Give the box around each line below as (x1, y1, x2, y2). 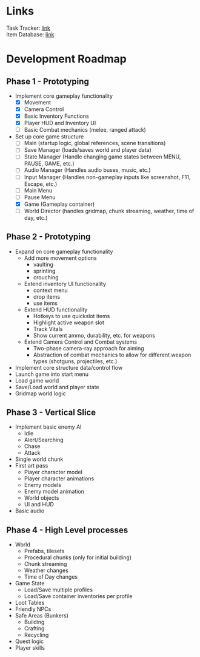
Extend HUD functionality (24, 305, 88, 313)
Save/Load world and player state (15, 383, 99, 390)
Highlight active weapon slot (33, 319, 105, 326)
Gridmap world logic (15, 390, 66, 397)
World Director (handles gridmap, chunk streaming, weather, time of (24, 207, 195, 214)
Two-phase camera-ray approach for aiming (33, 344, 144, 352)
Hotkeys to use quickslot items (33, 312, 110, 319)
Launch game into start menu (15, 370, 89, 378)
